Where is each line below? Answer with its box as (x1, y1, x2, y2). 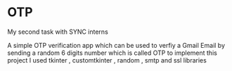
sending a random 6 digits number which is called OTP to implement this (7, 49, 218, 57)
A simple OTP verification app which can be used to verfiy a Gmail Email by (7, 41, 226, 49)
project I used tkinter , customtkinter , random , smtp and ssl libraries (7, 56, 207, 64)
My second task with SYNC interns (7, 27, 109, 36)
